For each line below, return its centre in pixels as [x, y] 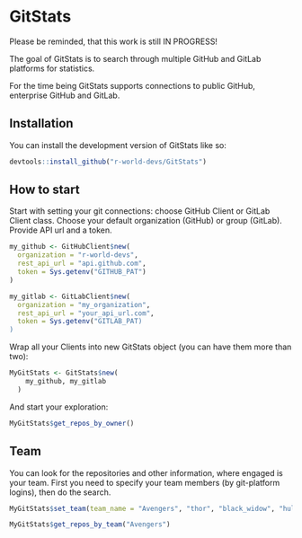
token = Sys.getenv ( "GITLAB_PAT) [80, 322]
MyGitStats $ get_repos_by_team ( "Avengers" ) [90, 525]
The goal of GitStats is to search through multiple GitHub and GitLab [135, 58]
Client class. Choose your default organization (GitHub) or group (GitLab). [146, 221]
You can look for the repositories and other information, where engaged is [146, 472]
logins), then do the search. [60, 492]
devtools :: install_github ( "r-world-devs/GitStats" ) [108, 162]
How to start [44, 190]
